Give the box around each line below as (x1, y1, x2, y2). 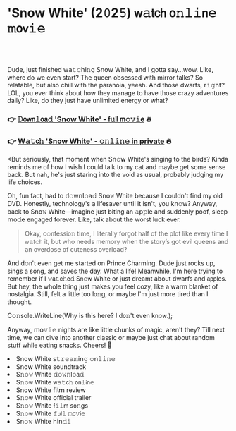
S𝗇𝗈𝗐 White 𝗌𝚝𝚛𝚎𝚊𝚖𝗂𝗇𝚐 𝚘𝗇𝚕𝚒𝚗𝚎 (16, 355, 116, 363)
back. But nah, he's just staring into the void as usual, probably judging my (7, 171, 224, 179)
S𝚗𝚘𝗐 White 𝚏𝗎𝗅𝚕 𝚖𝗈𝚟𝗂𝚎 (16, 409, 86, 418)
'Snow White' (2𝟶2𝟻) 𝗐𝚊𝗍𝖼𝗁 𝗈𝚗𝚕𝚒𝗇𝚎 (7, 5, 217, 21)
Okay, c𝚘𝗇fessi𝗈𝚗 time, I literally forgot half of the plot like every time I (24, 229, 228, 238)
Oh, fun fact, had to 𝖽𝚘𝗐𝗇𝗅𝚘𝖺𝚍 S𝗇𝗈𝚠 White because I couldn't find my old (7, 192, 223, 200)
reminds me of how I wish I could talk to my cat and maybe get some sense (7, 163, 226, 171)
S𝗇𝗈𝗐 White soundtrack (16, 363, 87, 371)
